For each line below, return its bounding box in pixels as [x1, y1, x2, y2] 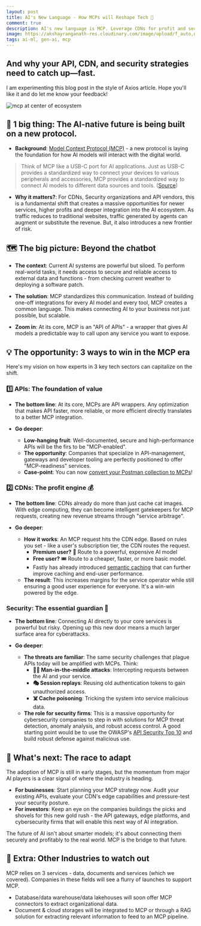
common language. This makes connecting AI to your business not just [14, 305, 190, 313]
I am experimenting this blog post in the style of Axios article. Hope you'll [6, 84, 187, 91]
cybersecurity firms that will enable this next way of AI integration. [14, 818, 179, 825]
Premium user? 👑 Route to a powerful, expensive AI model [32, 548, 178, 555]
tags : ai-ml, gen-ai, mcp [6, 37, 71, 43]
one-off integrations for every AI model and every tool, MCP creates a [14, 299, 187, 306]
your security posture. [14, 799, 70, 806]
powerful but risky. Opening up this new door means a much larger [14, 624, 180, 631]
